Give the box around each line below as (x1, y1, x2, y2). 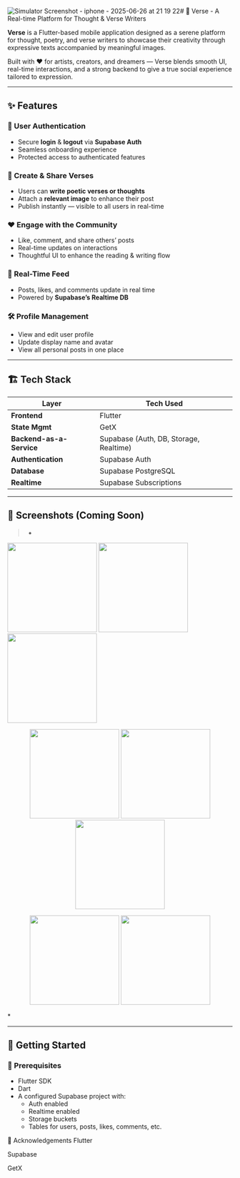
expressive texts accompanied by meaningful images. (7, 44, 166, 51)
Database (11, 465, 45, 475)
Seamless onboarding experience (17, 145, 117, 154)
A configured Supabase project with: (17, 1092, 126, 1101)
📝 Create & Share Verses (7, 170, 94, 180)
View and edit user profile (17, 330, 94, 339)
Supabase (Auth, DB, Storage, (99, 433, 200, 443)
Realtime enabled (28, 1107, 80, 1116)
